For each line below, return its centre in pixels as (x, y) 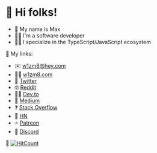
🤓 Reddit (25, 87)
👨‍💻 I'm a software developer (49, 35)
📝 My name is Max (37, 29)
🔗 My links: (19, 53)
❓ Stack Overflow (36, 107)
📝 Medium (27, 100)
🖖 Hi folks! (32, 12)
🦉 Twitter (26, 80)
